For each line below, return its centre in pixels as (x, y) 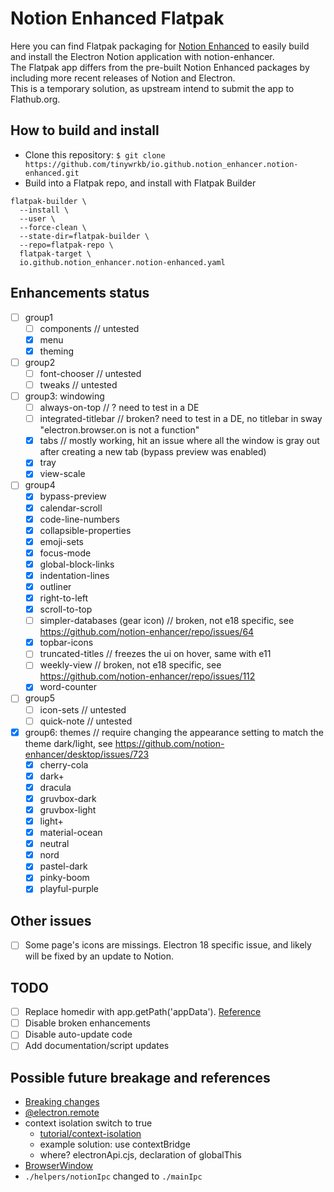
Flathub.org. (35, 99)
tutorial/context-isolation (90, 1134)
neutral (54, 844)
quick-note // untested (86, 721)
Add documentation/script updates (97, 1046)
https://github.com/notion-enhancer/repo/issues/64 (147, 632)
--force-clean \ (53, 227)
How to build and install (85, 130)
